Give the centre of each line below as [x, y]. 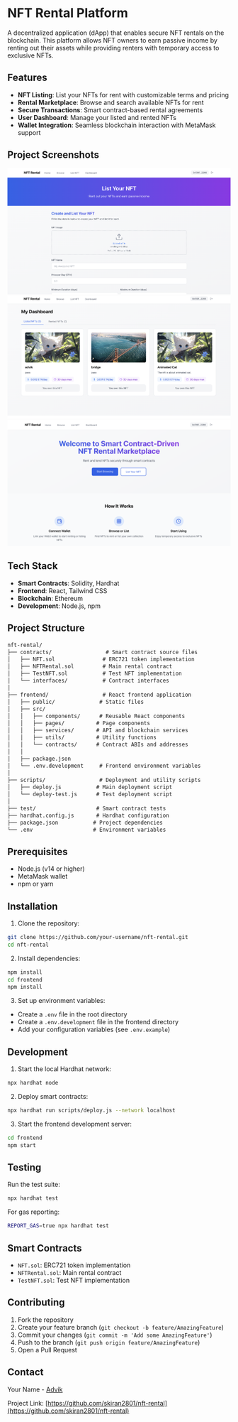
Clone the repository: [49, 923]
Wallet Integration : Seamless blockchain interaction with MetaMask [117, 125]
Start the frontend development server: [75, 1124]
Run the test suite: [34, 1185]
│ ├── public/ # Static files [75, 702]
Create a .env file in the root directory [72, 1014]
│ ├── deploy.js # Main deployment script [90, 787]
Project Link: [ [28, 1403]
